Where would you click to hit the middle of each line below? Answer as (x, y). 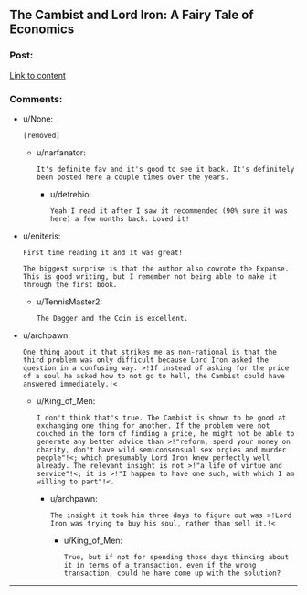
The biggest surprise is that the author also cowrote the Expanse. (156, 269)
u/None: (38, 119)
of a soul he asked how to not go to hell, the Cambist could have (153, 376)
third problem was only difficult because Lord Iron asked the (146, 360)
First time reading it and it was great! (102, 252)
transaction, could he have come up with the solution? (172, 573)
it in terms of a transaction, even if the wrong (160, 565)
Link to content (38, 75)
